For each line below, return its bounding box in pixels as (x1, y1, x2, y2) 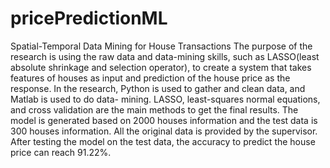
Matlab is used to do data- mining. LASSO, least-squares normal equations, (10, 93, 321, 105)
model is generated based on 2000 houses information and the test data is (10, 114, 318, 126)
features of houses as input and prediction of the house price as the (10, 72, 291, 84)
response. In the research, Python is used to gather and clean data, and (10, 82, 306, 94)
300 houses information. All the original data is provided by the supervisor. (10, 125, 318, 137)
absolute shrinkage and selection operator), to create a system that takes (10, 61, 312, 73)
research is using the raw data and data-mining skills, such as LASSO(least (10, 50, 320, 62)
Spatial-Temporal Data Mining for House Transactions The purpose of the (10, 40, 313, 52)
